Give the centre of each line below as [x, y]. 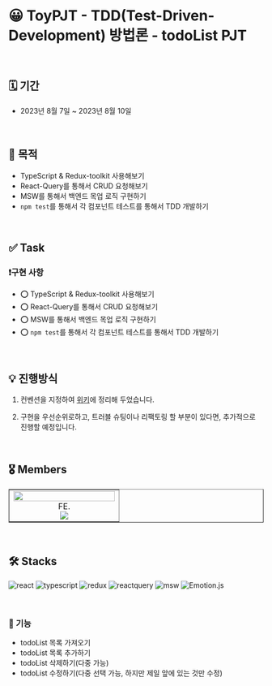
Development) [57, 36]
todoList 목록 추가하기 [55, 653]
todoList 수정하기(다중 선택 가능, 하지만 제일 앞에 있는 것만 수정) [121, 673]
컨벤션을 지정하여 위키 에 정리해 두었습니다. [87, 399]
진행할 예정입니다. [48, 427]
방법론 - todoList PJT [178, 36]
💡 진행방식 [33, 379]
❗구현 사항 [26, 272]
